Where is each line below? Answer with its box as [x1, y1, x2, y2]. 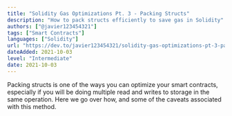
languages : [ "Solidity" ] [7, 36, 79, 43]
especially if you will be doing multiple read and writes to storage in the [7, 88, 210, 96]
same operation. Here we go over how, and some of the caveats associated [7, 95, 222, 104]
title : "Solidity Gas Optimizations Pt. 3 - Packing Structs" [7, 10, 190, 17]
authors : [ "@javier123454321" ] [7, 23, 97, 30]
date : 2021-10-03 [7, 61, 57, 68]
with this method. [7, 102, 57, 110]
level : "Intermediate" [7, 55, 72, 62]
